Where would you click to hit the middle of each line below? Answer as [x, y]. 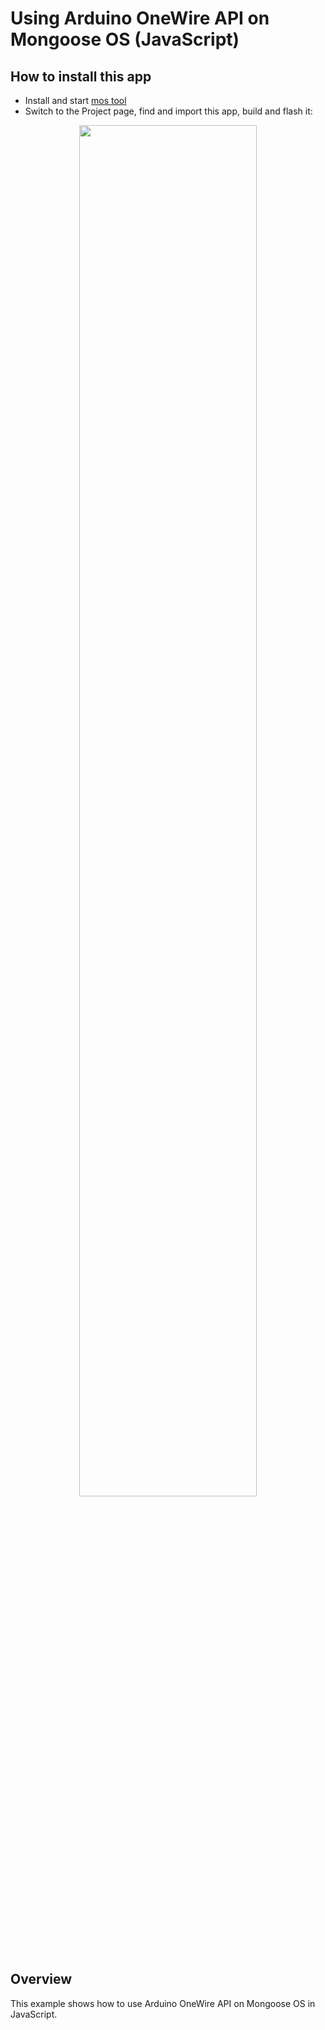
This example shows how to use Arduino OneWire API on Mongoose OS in [163, 2003]
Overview [41, 1979]
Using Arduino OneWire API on [140, 18]
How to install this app [81, 76]
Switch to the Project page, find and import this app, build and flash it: [168, 111]
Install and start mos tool [75, 100]
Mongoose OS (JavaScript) [125, 39]
